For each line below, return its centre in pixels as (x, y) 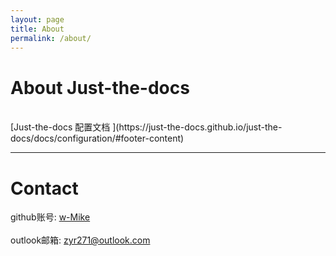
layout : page (37, 19)
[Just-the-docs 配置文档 (60, 127)
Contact (44, 188)
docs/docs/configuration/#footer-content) (97, 138)
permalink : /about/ (51, 38)
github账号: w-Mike (50, 217)
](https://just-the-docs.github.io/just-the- (197, 127)
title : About (37, 29)
